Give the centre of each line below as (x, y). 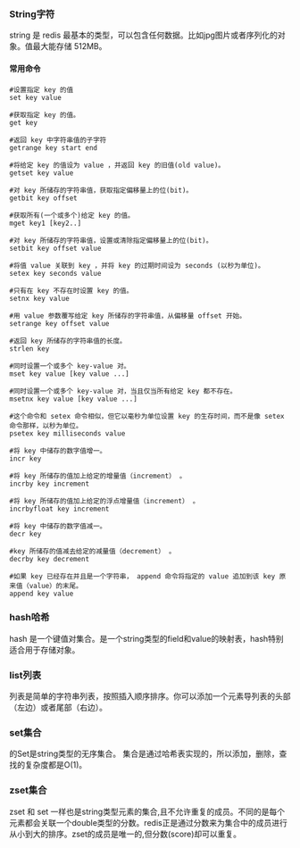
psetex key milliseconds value (67, 433)
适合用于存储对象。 (45, 650)
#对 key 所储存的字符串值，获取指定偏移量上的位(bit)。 (101, 190)
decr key (25, 534)
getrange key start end (54, 148)
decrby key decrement (50, 559)
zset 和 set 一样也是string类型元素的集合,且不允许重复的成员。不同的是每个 (147, 811)
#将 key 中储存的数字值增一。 (58, 451)
